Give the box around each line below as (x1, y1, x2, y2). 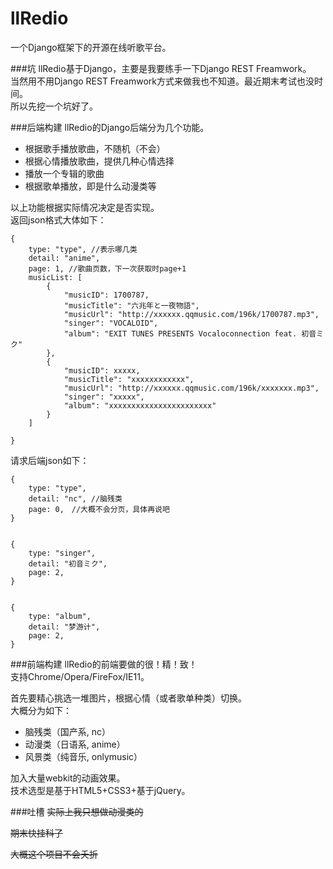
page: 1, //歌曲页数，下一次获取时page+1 (28, 263, 187, 274)
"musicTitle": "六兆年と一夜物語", (63, 300, 200, 311)
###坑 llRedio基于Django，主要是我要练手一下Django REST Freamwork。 (10, 62, 312, 74)
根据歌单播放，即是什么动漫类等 (24, 180, 157, 192)
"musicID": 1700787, (63, 290, 150, 300)
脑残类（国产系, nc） (24, 725, 112, 737)
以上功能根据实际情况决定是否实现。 (10, 201, 160, 213)
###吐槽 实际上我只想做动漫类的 (10, 805, 144, 817)
